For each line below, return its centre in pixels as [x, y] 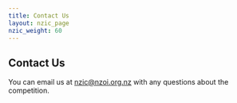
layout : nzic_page [39, 23]
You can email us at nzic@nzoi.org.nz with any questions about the [118, 82]
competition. [29, 91]
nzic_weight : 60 [35, 30]
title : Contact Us [39, 16]
